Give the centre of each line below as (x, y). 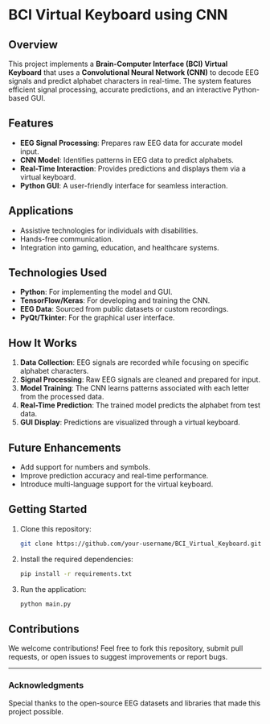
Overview (33, 45)
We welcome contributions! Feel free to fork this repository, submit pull (126, 648)
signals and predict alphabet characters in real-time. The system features (130, 81)
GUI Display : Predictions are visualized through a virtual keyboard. (130, 422)
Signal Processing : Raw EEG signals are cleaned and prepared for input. (140, 379)
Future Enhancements (65, 447)
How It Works (43, 343)
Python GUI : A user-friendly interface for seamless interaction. (124, 185)
